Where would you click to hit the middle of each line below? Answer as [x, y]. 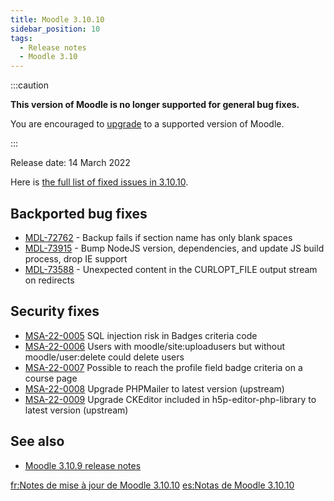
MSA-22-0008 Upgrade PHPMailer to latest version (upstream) [154, 388]
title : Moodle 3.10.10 [57, 19]
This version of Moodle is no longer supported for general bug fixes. [155, 105]
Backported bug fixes [79, 213]
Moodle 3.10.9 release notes [83, 465]
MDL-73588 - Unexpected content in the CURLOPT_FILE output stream [171, 269]
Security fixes [55, 311]
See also [37, 441]
